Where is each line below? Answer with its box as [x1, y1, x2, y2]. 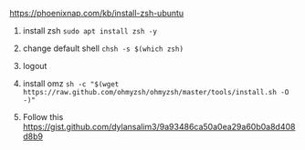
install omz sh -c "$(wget [22, 78, 120, 89]
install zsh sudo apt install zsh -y [22, 25, 158, 35]
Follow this [22, 112, 64, 122]
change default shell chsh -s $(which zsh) [22, 43, 184, 54]
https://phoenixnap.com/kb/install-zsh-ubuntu [9, 8, 184, 18]
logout [22, 61, 47, 71]
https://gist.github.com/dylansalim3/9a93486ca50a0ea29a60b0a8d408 [22, 122, 296, 132]
